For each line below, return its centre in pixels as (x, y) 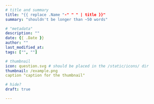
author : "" (17, 43)
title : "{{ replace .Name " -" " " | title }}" (55, 15)
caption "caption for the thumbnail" (45, 76)
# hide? (13, 85)
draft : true (18, 89)
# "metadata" (19, 28)
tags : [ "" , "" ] (21, 52)
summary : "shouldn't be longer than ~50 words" (57, 19)
